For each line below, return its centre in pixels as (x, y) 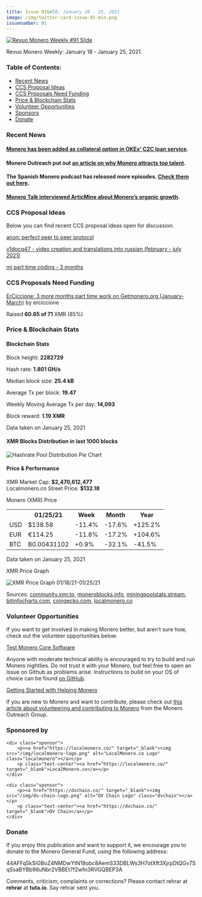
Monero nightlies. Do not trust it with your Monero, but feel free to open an (99, 666)
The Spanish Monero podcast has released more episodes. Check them (98, 177)
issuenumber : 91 (27, 23)
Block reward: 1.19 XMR (36, 416)
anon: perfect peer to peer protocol (50, 237)
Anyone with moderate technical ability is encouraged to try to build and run (101, 659)
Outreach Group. (27, 715)
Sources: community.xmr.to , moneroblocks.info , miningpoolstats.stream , (96, 594)
